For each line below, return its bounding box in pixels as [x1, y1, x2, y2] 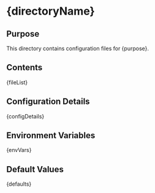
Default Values [6, 164, 64, 175]
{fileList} [6, 78, 28, 86]
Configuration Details [6, 96, 90, 107]
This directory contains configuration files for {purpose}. [6, 45, 149, 52]
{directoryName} [6, 4, 95, 18]
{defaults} [6, 180, 32, 188]
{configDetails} [6, 112, 45, 120]
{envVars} [6, 147, 32, 154]
